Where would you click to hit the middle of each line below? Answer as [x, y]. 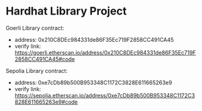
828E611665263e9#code [46, 102]
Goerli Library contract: [35, 28]
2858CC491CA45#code [45, 59]
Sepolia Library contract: [37, 70]
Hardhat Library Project [66, 11]
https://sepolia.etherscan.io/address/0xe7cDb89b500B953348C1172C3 [105, 95]
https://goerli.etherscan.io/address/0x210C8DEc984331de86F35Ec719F [105, 52]
